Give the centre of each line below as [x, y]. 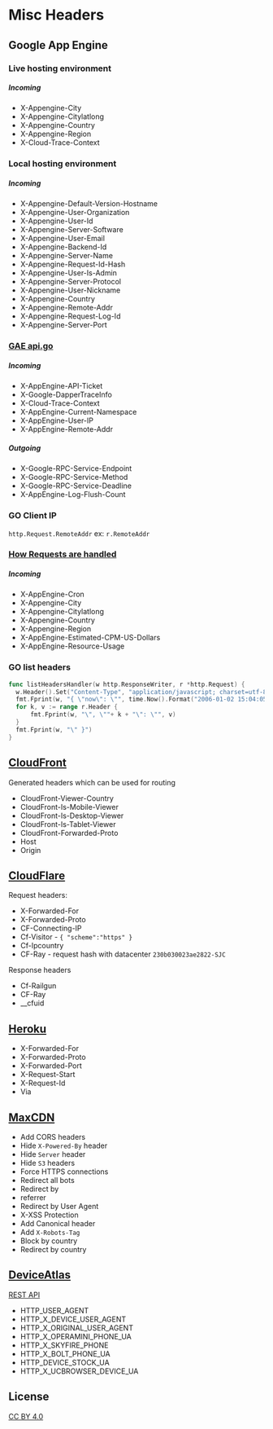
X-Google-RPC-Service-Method [74, 477]
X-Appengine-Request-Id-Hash [73, 264]
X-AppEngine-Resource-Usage [72, 646]
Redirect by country [53, 1249]
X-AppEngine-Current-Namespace [78, 412]
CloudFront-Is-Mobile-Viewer [69, 807]
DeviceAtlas [40, 1275]
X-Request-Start [48, 1075]
